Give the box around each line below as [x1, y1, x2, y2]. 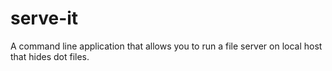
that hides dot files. [10, 50, 90, 62]
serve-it [10, 7, 79, 30]
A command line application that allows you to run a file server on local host [10, 40, 323, 52]
